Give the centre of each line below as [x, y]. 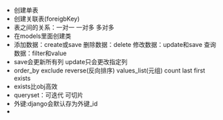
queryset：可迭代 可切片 [49, 95]
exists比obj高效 [36, 86]
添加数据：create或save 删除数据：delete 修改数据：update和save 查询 [115, 44]
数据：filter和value [40, 53]
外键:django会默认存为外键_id [56, 103]
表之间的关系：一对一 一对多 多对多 [64, 27]
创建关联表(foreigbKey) [47, 19]
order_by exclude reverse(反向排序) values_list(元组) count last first [109, 70]
